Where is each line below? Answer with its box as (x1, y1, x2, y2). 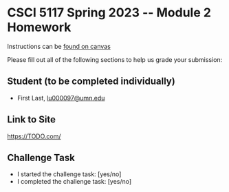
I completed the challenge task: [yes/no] (17, 178, 132, 186)
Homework (7, 19, 72, 35)
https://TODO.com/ (7, 132, 61, 140)
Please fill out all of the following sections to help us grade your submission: (7, 55, 223, 63)
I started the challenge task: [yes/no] (17, 170, 122, 178)
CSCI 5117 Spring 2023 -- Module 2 (7, 5, 212, 21)
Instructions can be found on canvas (7, 42, 111, 50)
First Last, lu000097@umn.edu (17, 94, 105, 102)
